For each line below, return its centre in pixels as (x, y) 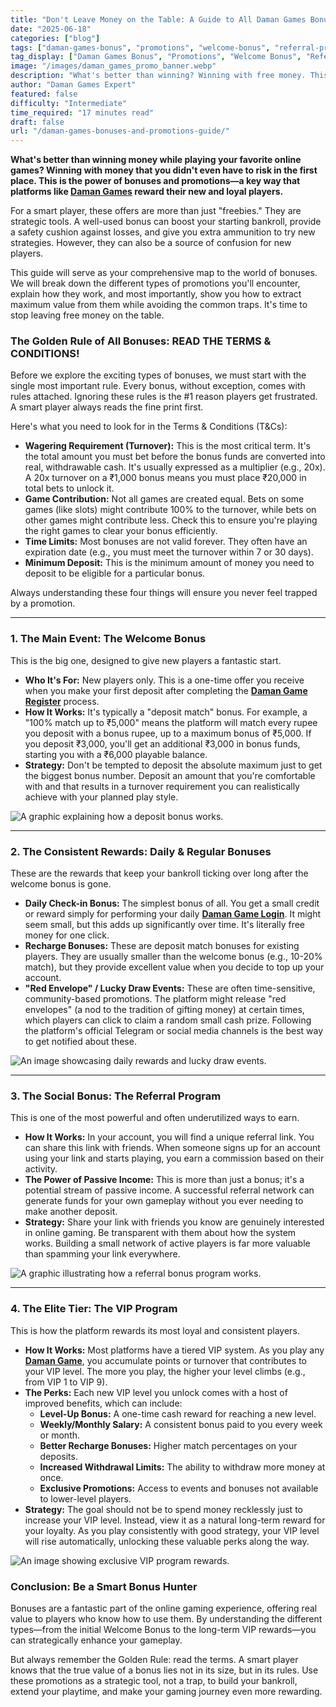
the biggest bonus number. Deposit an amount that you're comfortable (170, 775)
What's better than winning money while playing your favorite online (156, 160)
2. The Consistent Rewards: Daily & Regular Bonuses (141, 851)
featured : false (44, 94)
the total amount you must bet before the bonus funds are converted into (175, 457)
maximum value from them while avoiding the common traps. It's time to (159, 305)
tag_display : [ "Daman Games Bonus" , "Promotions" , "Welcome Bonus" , (156, 57)
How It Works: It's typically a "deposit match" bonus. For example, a (166, 712)
